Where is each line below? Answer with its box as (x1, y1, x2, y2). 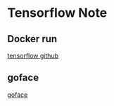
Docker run (7, 33, 58, 45)
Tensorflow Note (7, 5, 108, 21)
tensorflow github (7, 51, 58, 60)
